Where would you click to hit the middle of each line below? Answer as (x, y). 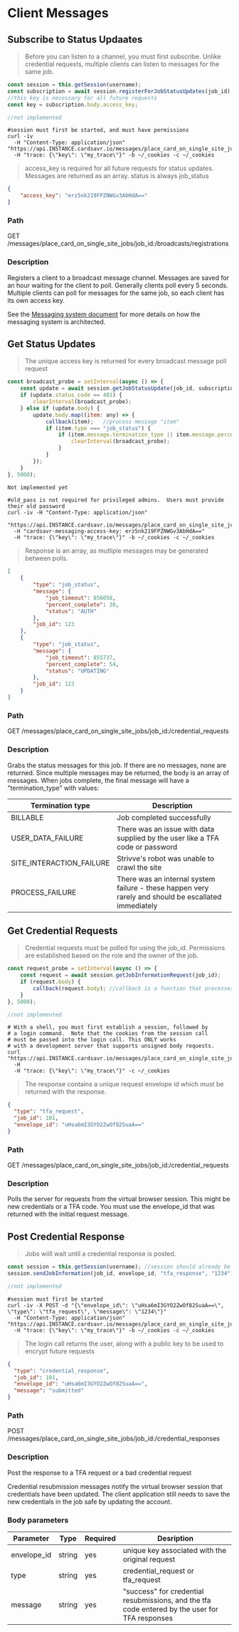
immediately (137, 905)
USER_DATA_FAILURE (47, 838)
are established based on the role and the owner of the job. (112, 955)
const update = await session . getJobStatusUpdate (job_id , (108, 389)
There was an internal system (166, 879)
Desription (176, 1538)
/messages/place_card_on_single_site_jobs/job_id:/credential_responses (114, 1439)
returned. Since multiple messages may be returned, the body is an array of (118, 773)
